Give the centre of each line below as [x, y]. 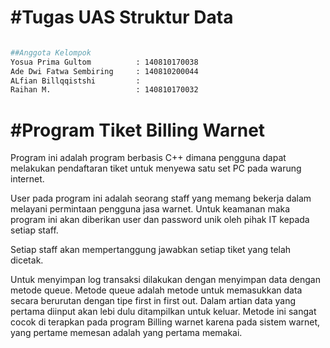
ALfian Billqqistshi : [75, 81]
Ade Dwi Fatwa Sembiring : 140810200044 [104, 71]
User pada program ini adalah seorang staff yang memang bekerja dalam [161, 198]
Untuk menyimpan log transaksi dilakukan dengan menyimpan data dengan [165, 280]
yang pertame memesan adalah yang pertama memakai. [126, 333]
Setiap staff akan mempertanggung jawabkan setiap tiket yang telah [151, 250]
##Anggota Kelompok [51, 52]
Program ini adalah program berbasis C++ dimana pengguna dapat [148, 158]
